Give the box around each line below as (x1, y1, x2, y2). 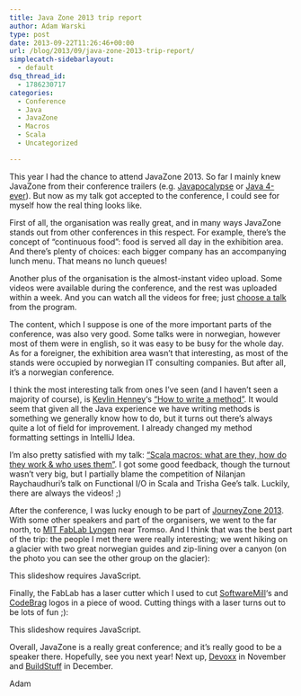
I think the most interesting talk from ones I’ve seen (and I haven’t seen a (9, 384, 279, 395)
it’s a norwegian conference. (9, 366, 115, 378)
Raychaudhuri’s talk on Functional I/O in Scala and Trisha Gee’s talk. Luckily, (9, 477, 290, 488)
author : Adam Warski (9, 22, 87, 31)
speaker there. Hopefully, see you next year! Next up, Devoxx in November (9, 651, 287, 662)
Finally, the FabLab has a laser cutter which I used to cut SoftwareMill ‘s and (9, 587, 288, 598)
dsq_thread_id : (9, 72, 66, 81)
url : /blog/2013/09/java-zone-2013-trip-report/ (9, 47, 195, 56)
